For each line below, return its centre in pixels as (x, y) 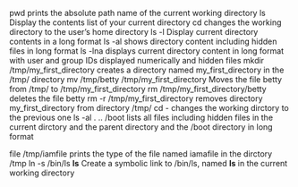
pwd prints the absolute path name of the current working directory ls (137, 13)
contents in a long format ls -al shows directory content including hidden (143, 41)
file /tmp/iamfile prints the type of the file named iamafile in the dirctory (141, 154)
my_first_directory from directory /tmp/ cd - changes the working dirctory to (149, 108)
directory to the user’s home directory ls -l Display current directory (134, 32)
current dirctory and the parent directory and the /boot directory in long (141, 127)
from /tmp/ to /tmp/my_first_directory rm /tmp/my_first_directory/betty (138, 89)
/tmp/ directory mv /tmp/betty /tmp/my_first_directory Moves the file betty (146, 79)
